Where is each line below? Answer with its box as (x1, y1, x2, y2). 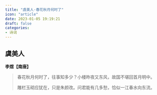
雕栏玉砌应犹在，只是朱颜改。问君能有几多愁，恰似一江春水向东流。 (17, 84, 155, 90)
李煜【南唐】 (5, 63, 31, 69)
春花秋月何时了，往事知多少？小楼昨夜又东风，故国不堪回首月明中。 (17, 74, 155, 80)
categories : (5, 26, 29, 31)
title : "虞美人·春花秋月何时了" (5, 7, 64, 12)
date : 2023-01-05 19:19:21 (5, 16, 60, 21)
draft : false (5, 21, 32, 26)
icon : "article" (5, 12, 38, 17)
